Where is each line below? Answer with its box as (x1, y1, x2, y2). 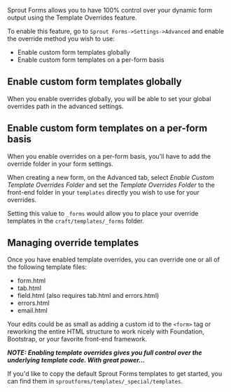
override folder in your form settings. (7, 159, 113, 168)
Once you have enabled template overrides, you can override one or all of (7, 256, 220, 264)
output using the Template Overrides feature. (7, 13, 138, 22)
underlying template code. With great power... (7, 356, 146, 365)
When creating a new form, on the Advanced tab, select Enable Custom (7, 173, 215, 181)
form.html (17, 277, 46, 285)
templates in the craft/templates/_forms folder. (7, 216, 145, 225)
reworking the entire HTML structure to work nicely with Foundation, (7, 327, 204, 336)
